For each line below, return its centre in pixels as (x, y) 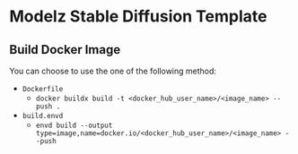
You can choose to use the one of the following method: (113, 71)
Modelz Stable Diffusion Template (138, 17)
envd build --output (74, 125)
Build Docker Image (65, 50)
